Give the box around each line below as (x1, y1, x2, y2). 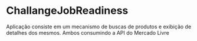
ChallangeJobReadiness (6, 4, 129, 17)
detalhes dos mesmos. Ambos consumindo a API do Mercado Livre (6, 29, 170, 36)
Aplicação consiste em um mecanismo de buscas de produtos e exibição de (6, 23, 192, 30)
